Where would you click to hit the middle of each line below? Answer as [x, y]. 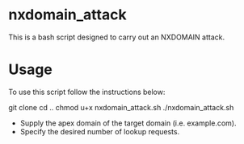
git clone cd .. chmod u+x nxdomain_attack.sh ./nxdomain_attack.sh [121, 107]
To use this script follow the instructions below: [87, 92]
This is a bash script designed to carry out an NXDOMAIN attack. [116, 37]
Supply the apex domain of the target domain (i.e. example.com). [128, 123]
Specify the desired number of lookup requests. [100, 131]
